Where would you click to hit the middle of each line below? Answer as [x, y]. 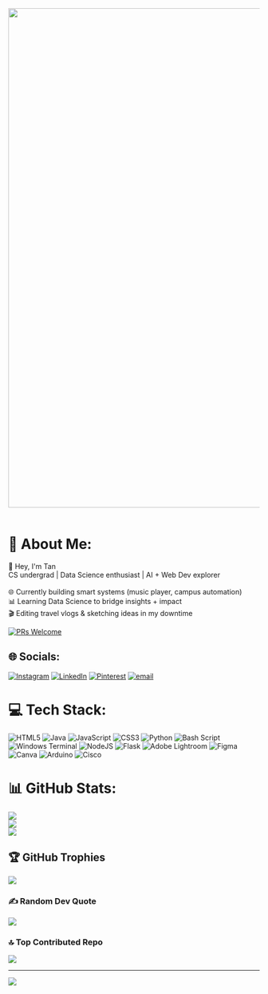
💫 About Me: [50, 545]
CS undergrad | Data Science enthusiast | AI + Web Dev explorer [114, 575]
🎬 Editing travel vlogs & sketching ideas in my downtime [100, 613]
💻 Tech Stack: [57, 710]
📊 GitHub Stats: [63, 788]
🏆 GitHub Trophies [57, 858]
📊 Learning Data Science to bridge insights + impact [95, 601]
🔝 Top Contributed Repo [56, 942]
